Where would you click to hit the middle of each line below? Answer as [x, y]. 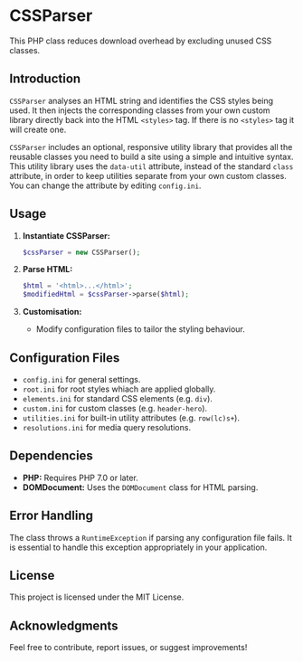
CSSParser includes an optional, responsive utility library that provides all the [151, 147]
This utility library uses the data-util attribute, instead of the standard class [151, 166]
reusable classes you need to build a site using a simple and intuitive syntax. [151, 156]
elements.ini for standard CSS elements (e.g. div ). [117, 398]
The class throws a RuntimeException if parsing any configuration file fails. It [151, 537]
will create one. [38, 129]
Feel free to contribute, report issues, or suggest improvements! [128, 648]
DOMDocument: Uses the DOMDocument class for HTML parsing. [140, 487]
